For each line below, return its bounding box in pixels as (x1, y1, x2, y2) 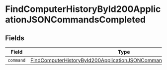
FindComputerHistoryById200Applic (5, 3, 161, 15)
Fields (5, 34, 25, 42)
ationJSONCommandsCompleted (5, 14, 146, 25)
